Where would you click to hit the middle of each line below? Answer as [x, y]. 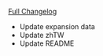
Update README [47, 43]
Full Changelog [33, 11]
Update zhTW [42, 35]
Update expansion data [57, 26]
